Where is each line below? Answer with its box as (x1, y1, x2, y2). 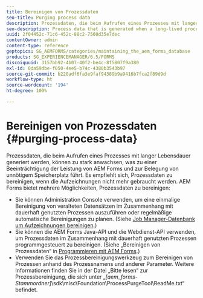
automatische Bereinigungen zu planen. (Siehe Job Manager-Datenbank (14, 215, 195, 222)
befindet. (14, 286, 38, 293)
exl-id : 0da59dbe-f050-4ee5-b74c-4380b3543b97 (6, 65, 126, 71)
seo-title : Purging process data (6, 15, 91, 21)
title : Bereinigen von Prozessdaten (6, 8, 98, 15)
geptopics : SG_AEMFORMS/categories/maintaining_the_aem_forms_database (6, 48, 190, 55)
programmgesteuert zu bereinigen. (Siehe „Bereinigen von (14, 240, 161, 248)
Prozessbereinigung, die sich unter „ (14, 273, 106, 280)
